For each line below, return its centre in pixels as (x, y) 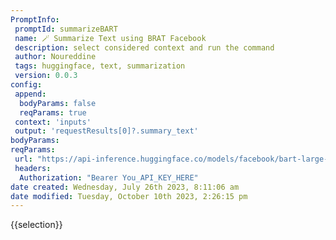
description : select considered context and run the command (144, 47)
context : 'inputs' (53, 122)
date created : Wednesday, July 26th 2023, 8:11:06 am (125, 187)
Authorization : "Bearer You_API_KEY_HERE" (109, 177)
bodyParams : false (58, 103)
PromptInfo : (35, 19)
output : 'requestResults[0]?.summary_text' (106, 131)
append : (30, 94)
